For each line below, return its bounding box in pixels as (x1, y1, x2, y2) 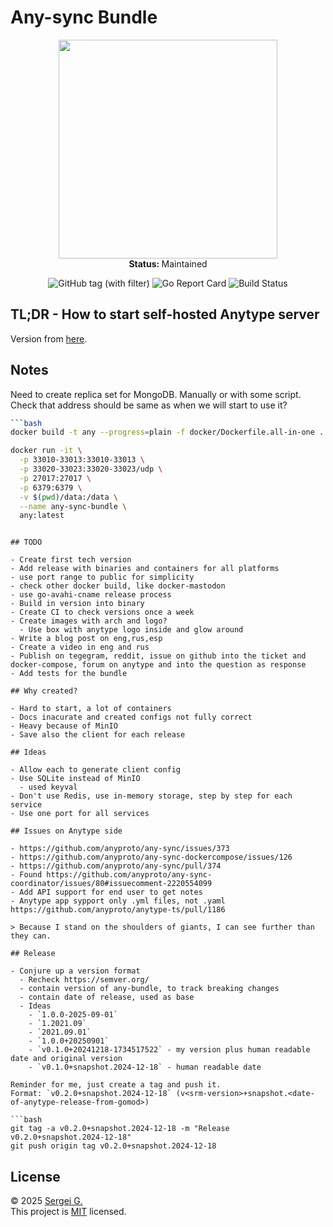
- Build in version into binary (10, 599, 145, 609)
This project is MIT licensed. (10, 1206, 127, 1218)
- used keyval (19, 782, 78, 793)
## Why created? (10, 686, 78, 696)
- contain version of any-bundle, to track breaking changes (19, 984, 280, 994)
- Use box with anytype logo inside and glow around (19, 625, 244, 635)
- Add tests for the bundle (10, 669, 128, 679)
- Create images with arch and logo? (10, 616, 168, 626)
